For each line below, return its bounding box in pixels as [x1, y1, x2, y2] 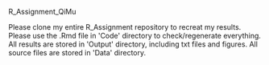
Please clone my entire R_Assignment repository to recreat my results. [8, 22, 242, 31]
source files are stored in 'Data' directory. [8, 48, 147, 57]
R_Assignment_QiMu [8, 7, 77, 16]
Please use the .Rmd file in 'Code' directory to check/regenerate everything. [8, 31, 262, 40]
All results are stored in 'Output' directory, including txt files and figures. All [8, 39, 258, 49]
